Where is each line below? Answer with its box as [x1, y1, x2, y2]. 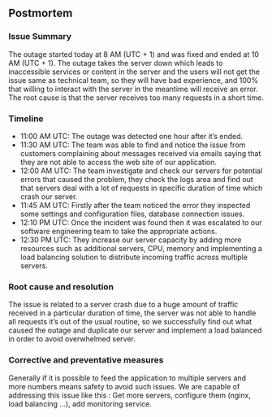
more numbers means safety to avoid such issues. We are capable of [8, 381, 240, 391]
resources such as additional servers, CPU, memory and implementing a [19, 243, 262, 253]
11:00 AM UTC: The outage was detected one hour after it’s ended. [19, 131, 244, 141]
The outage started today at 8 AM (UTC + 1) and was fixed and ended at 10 [8, 49, 260, 59]
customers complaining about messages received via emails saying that [19, 148, 261, 158]
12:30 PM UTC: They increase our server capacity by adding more [19, 235, 242, 245]
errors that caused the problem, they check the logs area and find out [19, 174, 253, 184]
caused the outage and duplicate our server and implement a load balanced [8, 325, 262, 336]
